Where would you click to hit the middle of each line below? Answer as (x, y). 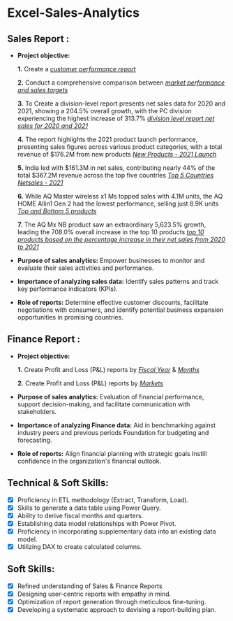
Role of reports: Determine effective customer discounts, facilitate (113, 302)
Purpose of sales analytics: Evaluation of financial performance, (111, 397)
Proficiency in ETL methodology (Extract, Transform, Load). (103, 500)
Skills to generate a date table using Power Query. (89, 508)
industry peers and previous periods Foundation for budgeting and (113, 432)
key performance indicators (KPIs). (68, 289)
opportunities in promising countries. (70, 317)
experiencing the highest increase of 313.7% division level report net (116, 118)
